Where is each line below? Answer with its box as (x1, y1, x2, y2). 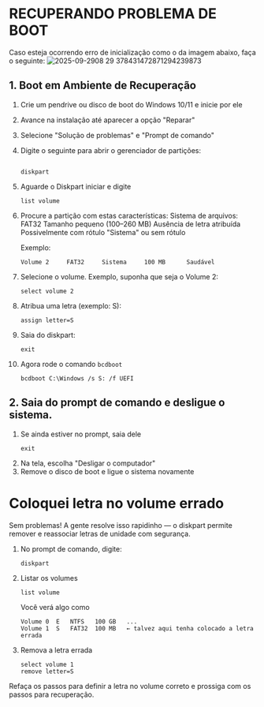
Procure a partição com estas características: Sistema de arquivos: (20, 211, 239, 220)
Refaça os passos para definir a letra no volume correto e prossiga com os (9, 681, 251, 690)
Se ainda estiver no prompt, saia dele (20, 429, 141, 439)
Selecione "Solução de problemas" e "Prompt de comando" (20, 130, 215, 140)
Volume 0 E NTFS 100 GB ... (20, 617, 138, 626)
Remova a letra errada (20, 645, 93, 655)
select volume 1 (20, 660, 74, 668)
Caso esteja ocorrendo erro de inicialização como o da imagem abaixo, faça (9, 47, 256, 57)
